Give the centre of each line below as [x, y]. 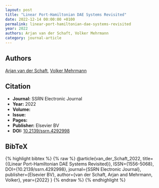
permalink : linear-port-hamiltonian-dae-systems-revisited [68, 24]
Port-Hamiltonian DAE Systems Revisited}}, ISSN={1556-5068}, [88, 164]
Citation [18, 86]
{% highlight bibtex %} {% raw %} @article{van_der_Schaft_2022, [73, 159]
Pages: [20, 120]
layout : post [19, 10]
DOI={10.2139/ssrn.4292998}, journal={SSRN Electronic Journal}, [73, 169]
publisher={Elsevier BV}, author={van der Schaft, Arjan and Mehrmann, [79, 175]
